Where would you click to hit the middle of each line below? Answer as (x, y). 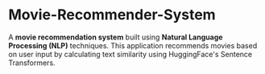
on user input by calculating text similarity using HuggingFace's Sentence (130, 54)
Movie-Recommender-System (112, 15)
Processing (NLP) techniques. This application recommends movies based (133, 45)
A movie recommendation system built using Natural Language (116, 37)
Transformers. (32, 63)
